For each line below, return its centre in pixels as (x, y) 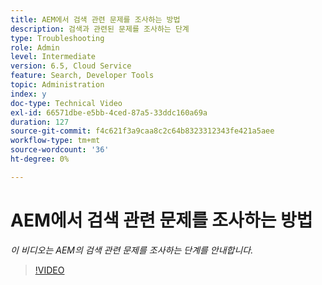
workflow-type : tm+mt (55, 141)
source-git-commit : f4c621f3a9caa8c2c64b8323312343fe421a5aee (142, 131)
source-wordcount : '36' (60, 150)
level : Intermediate (53, 57)
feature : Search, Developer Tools (82, 76)
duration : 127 (40, 122)
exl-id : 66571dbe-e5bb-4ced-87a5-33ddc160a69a (109, 112)
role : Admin (35, 47)
